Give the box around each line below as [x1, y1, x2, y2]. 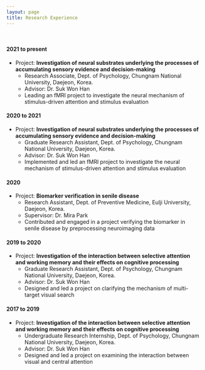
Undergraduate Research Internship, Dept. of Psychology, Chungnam [24, 331, 199, 339]
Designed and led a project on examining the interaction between [24, 351, 190, 358]
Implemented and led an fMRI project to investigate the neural [24, 158, 181, 165]
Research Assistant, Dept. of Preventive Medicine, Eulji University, [24, 199, 191, 206]
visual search [40, 291, 75, 298]
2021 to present [6, 45, 47, 53]
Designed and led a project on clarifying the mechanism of [24, 285, 173, 292]
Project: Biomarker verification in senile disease [15, 192, 140, 199]
